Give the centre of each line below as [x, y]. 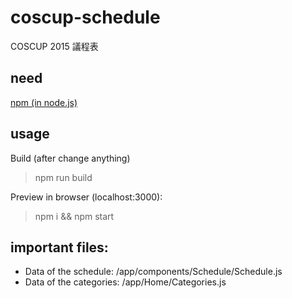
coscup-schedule [85, 17]
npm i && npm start [74, 216]
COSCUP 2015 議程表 [54, 46]
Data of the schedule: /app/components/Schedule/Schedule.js [153, 272]
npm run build [63, 177]
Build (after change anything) [70, 158]
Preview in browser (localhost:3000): [86, 197]
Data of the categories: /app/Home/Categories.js [125, 282]
